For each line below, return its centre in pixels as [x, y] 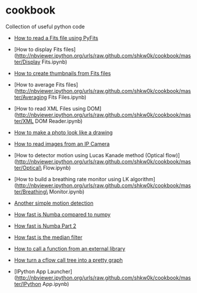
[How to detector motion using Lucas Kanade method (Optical [89, 155]
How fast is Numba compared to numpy [62, 214]
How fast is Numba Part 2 [45, 226]
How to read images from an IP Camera [62, 144]
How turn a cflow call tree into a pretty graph [68, 260]
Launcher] [60, 271]
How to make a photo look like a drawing [63, 132]
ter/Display [27, 62]
